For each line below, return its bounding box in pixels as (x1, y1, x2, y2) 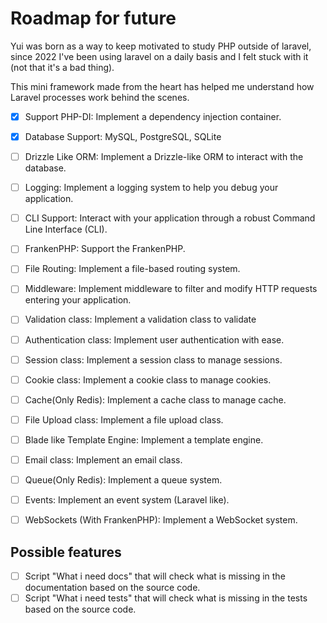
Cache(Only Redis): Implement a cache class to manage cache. (24, 393, 287, 406)
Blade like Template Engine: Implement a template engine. (24, 433, 264, 446)
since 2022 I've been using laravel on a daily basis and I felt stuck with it (10, 50, 309, 62)
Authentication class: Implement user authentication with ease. (24, 333, 285, 346)
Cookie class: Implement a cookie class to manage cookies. (24, 373, 272, 386)
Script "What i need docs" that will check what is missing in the (24, 570, 286, 582)
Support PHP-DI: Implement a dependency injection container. (24, 110, 282, 122)
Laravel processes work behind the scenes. (10, 91, 190, 103)
